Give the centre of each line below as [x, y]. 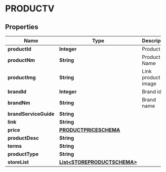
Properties [22, 27]
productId [19, 49]
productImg [22, 77]
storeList [18, 162]
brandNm [19, 103]
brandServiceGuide [31, 114]
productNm [21, 60]
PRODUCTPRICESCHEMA [90, 130]
